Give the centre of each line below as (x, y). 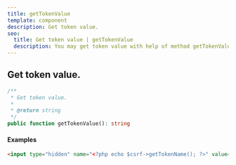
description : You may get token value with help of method (102, 46)
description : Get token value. (53, 27)
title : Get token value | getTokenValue (73, 40)
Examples (22, 139)
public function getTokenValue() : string (69, 124)
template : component (38, 20)
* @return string (35, 111)
